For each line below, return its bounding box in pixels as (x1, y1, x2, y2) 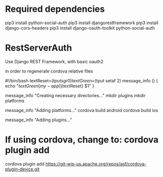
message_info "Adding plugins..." (5, 117, 72, 123)
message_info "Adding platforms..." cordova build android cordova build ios (5, 107, 159, 113)
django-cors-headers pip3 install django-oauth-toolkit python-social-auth (5, 25, 155, 31)
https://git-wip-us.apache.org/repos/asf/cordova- (45, 161, 147, 167)
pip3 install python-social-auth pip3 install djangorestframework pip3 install (5, 20, 159, 26)
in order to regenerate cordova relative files (5, 68, 94, 74)
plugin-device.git (5, 166, 40, 172)
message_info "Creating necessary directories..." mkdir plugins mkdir (5, 92, 146, 98)
